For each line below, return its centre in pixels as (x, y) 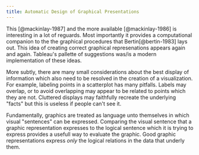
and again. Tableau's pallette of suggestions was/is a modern (81, 54)
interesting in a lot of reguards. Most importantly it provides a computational (99, 35)
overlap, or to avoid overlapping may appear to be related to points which (96, 91)
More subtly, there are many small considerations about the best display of (97, 72)
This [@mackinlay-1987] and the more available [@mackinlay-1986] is (91, 29)
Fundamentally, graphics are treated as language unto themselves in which (98, 115)
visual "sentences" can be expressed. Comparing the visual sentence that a (99, 121)
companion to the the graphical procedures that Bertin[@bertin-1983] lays (97, 41)
